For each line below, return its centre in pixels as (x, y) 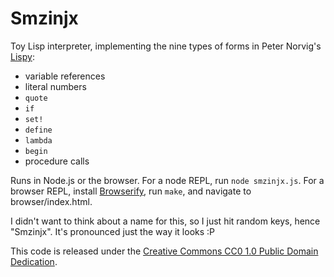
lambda (38, 140)
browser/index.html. (51, 201)
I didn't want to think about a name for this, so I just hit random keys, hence (165, 221)
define (38, 130)
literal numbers (55, 86)
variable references (65, 76)
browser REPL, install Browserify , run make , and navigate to (131, 191)
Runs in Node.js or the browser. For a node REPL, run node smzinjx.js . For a (167, 180)
